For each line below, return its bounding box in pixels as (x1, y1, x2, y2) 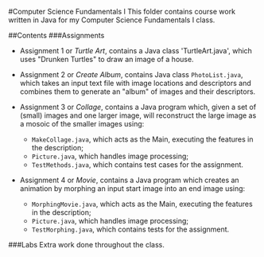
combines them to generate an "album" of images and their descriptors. (19, 87, 256, 96)
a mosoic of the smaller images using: (19, 119, 145, 128)
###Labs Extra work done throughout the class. (8, 240, 165, 249)
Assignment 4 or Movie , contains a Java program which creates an (19, 175, 240, 185)
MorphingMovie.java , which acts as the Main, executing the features (31, 199, 253, 208)
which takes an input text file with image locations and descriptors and (19, 79, 252, 88)
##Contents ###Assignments (8, 31, 105, 40)
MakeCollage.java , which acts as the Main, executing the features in (31, 134, 254, 144)
